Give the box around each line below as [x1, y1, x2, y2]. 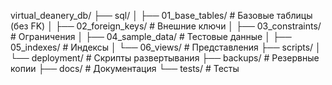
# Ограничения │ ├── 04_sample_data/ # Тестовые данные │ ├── [10, 31, 292, 42]
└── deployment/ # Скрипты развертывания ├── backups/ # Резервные [10, 52, 320, 64]
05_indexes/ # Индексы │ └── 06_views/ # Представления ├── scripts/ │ [10, 41, 322, 53]
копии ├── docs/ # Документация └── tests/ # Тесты [10, 63, 240, 74]
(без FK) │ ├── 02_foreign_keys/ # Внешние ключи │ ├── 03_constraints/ [10, 20, 322, 32]
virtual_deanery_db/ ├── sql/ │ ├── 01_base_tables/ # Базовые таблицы [10, 10, 313, 21]
